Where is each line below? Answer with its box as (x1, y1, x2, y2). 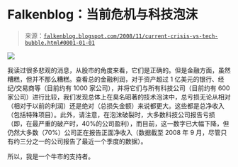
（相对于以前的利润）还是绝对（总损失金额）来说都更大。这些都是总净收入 (7, 101, 225, 110)
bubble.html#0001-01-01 (24, 39, 96, 46)
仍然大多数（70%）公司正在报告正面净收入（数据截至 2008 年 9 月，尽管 (7, 128, 221, 136)
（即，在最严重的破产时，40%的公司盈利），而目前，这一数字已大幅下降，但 (7, 119, 229, 128)
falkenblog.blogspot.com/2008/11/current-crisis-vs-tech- (43, 33, 218, 40)
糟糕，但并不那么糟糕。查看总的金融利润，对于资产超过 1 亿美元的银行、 (7, 75, 218, 83)
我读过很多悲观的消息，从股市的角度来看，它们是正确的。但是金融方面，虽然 (7, 65, 231, 75)
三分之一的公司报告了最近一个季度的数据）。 (19, 136, 147, 146)
